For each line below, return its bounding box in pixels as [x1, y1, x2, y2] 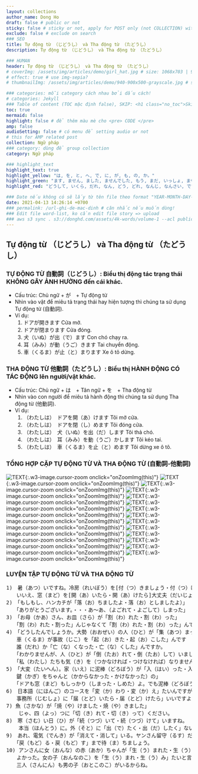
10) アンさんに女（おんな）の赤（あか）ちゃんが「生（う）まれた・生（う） [6, 747, 194, 753]
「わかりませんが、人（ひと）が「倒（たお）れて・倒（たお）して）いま [16, 651, 189, 658]
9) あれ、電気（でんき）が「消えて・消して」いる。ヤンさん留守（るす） [6, 732, 187, 739]
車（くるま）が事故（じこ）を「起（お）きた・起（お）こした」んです [16, 636, 187, 643]
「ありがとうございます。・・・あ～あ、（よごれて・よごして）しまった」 [16, 606, 189, 613]
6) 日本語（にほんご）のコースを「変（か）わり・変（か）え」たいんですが [6, 688, 193, 694]
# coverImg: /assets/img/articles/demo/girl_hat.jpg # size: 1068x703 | [6, 69, 189, 74]
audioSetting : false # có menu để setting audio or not [6, 129, 149, 135]
